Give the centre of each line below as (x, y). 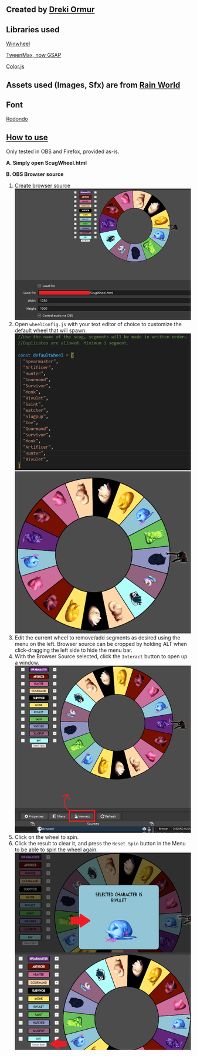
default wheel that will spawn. (50, 330)
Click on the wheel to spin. (47, 837)
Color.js (15, 66)
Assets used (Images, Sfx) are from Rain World (93, 85)
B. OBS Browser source (35, 174)
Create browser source (42, 186)
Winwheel (18, 44)
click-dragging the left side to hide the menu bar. (74, 650)
